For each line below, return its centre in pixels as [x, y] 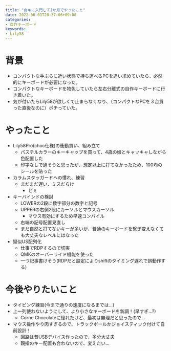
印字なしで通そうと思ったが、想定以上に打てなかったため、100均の [91, 165]
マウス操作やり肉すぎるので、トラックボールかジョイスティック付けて [86, 324]
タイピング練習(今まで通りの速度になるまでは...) [63, 304]
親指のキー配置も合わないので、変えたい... [65, 343]
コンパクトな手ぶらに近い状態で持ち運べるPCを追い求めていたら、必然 [88, 76]
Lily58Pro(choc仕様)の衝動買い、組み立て [57, 145]
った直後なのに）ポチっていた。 [46, 107]
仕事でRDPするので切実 [45, 248]
